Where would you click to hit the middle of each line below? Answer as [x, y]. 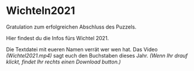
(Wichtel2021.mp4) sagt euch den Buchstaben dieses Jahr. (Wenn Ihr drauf [97, 55]
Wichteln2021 [41, 11]
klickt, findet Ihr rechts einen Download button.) [63, 62]
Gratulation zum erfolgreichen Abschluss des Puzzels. [71, 27]
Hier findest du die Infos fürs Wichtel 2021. [58, 38]
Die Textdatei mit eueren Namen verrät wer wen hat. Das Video [82, 49]
